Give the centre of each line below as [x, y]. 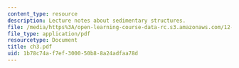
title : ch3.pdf [30, 47]
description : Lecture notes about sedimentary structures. [97, 21]
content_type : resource [43, 14]
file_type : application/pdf [49, 34]
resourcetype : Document [43, 40]
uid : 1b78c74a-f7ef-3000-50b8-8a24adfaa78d [73, 54]
